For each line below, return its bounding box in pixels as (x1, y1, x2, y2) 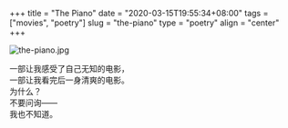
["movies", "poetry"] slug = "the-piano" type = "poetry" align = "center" (9, 17, 280, 28)
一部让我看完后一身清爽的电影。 (9, 74, 129, 85)
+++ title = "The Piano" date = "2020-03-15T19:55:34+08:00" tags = (9, 8, 269, 18)
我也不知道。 (9, 109, 57, 119)
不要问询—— (9, 97, 57, 108)
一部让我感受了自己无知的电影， (9, 64, 129, 74)
